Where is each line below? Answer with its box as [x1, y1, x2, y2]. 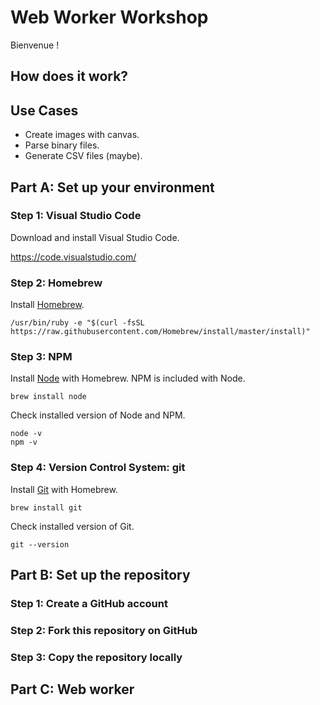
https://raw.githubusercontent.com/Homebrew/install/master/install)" [10, 327, 311, 337]
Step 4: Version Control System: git [10, 461, 186, 475]
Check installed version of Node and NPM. [10, 409, 186, 421]
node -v [10, 429, 43, 439]
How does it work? [10, 68, 129, 85]
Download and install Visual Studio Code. [10, 231, 180, 243]
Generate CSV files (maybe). [24, 150, 143, 162]
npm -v [10, 437, 38, 448]
